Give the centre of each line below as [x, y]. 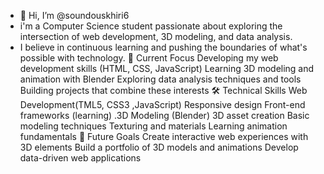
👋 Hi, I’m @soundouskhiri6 [74, 15]
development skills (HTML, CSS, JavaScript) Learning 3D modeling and [167, 68]
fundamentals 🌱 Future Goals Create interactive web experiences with [164, 136]
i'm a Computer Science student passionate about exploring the [151, 26]
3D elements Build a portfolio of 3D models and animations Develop [159, 147]
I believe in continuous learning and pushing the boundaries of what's [163, 47]
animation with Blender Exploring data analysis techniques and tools [160, 79]
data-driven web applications [80, 158]
